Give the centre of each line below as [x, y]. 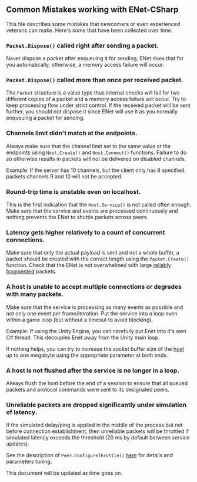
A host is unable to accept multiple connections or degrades [94, 287]
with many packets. [35, 294]
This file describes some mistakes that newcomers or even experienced [93, 24]
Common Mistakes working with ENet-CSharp [92, 10]
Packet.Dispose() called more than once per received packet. [95, 80]
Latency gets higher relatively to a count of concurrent [86, 232]
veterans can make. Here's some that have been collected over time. [89, 30]
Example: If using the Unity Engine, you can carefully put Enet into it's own [96, 331]
